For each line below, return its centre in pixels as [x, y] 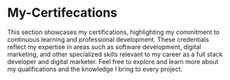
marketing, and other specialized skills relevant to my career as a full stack [115, 54]
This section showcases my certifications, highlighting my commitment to [113, 32]
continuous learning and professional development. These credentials [108, 39]
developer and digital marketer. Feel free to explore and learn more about [113, 61]
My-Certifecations [62, 13]
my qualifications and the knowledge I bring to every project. [95, 69]
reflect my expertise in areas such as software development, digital [104, 47]
